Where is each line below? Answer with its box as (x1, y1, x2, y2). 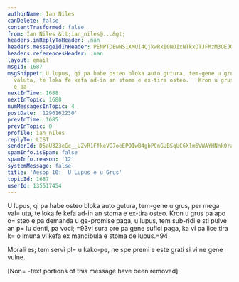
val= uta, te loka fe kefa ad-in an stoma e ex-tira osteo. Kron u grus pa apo (7, 209, 226, 217)
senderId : (7, 143, 37, 150)
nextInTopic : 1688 (7, 97, 62, 104)
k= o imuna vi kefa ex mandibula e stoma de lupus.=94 (7, 232, 169, 240)
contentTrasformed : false (7, 23, 84, 31)
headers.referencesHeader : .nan (7, 50, 103, 58)
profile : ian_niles (7, 129, 65, 136)
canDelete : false (7, 17, 59, 24)
